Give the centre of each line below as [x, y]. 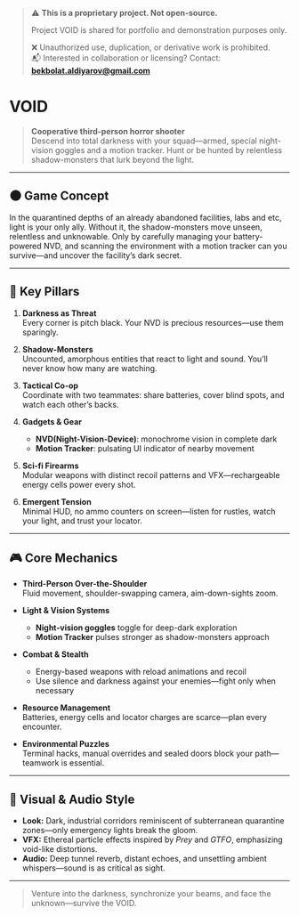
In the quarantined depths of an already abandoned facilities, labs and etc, [145, 217]
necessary [55, 691]
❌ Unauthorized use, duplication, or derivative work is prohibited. [150, 47]
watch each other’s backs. [70, 404]
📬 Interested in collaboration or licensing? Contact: [125, 58]
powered [25, 246]
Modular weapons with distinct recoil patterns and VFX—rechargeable [151, 474]
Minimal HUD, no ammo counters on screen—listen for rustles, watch [149, 511]
